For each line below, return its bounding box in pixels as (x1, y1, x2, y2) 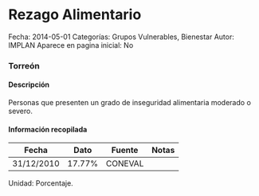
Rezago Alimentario (8, 6, 142, 24)
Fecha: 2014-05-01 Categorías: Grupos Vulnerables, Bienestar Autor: (8, 32, 235, 41)
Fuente (111, 145, 139, 156)
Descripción (8, 80, 50, 89)
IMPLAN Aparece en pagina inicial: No (8, 40, 134, 49)
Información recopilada (8, 124, 88, 134)
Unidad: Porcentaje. (8, 178, 73, 188)
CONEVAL (106, 158, 144, 169)
